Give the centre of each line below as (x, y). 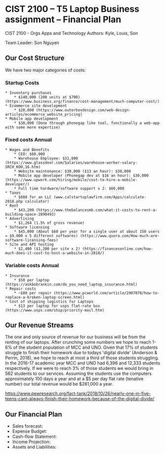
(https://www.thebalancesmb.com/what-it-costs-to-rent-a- (97, 210)
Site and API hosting (32, 244)
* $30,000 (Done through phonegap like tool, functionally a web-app (87, 123)
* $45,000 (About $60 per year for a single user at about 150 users (87, 232)
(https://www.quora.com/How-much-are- (120, 236)
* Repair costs (21, 289)
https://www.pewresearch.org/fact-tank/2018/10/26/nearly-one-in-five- (78, 393)
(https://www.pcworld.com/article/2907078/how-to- (107, 293)
